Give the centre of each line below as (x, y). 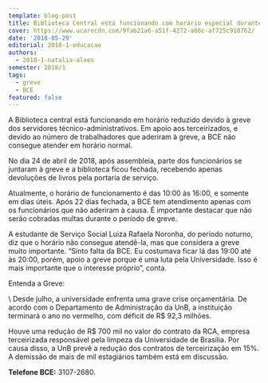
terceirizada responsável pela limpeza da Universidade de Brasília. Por (124, 340)
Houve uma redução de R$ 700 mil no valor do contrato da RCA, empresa (129, 331)
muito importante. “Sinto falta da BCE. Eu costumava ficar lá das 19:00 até (130, 251)
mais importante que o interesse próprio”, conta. (88, 268)
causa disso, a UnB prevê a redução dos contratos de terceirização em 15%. (134, 349)
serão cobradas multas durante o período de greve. (93, 219)
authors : (23, 53)
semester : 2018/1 (37, 68)
